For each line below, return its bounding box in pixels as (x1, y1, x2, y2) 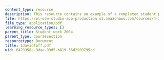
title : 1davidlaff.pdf (5, 43, 51, 48)
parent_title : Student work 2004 (5, 30, 73, 34)
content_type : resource (5, 7, 54, 12)
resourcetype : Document (5, 39, 54, 44)
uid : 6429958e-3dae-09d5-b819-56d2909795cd (5, 47, 95, 52)
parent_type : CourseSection (5, 34, 62, 39)
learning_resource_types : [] (5, 25, 64, 30)
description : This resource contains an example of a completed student (5, 12, 156, 16)
